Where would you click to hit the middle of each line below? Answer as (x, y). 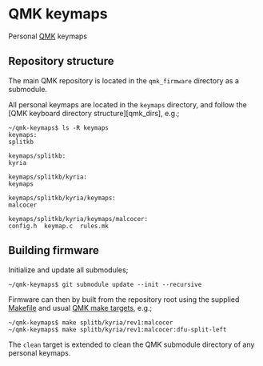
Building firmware (54, 250)
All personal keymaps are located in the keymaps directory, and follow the (128, 104)
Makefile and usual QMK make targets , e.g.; (80, 308)
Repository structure (61, 61)
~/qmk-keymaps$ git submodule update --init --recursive (105, 284)
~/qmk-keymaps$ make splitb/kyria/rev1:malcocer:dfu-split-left (118, 329)
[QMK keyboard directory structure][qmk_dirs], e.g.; (94, 113)
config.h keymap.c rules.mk (59, 226)
